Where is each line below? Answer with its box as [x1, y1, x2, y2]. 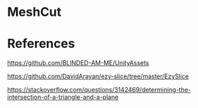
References [7, 36, 75, 52]
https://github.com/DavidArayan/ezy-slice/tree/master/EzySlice [7, 72, 189, 80]
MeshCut [7, 4, 62, 20]
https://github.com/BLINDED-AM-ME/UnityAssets [7, 59, 149, 67]
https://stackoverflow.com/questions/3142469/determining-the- [7, 86, 191, 94]
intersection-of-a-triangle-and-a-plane [7, 93, 119, 101]
